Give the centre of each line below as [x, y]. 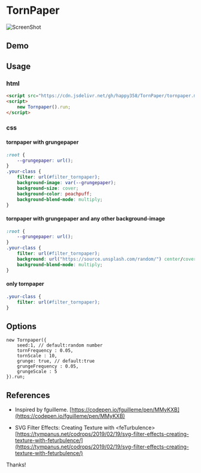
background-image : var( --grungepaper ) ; [67, 183]
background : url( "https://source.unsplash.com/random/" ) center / [100, 259]
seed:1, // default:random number [60, 345]
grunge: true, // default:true [56, 361]
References [28, 395]
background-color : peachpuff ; [55, 194]
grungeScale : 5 [37, 372]
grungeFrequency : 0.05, [48, 366]
